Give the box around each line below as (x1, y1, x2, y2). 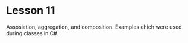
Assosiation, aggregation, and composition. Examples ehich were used (6, 23, 182, 30)
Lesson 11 (6, 4, 55, 17)
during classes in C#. (6, 29, 59, 36)
